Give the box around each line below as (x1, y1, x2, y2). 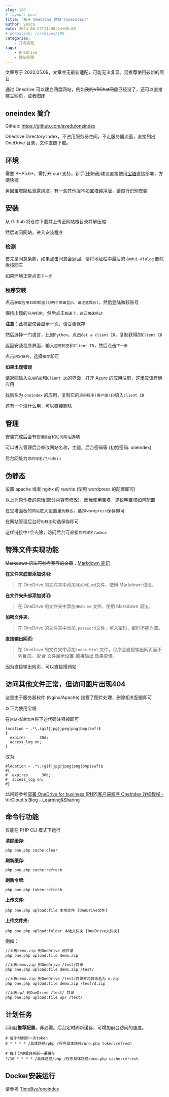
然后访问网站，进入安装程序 (5, 229, 63, 235)
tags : (5, 45, 17, 50)
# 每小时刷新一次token (5, 1035, 48, 1041)
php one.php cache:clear (5, 848, 58, 853)
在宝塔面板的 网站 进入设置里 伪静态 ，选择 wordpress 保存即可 (5, 508, 125, 514)
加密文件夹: (5, 614, 29, 620)
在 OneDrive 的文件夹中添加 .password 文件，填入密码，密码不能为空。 (17, 625, 163, 631)
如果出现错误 (5, 364, 32, 370)
